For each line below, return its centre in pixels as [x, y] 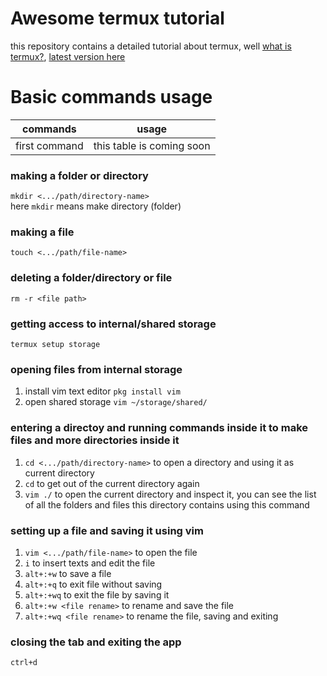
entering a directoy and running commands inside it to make [159, 428]
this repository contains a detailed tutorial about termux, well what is [151, 46]
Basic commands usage [111, 97]
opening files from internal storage [96, 369]
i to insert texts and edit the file [90, 563]
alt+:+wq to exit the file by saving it [97, 594]
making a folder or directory [79, 175]
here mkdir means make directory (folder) [96, 206]
